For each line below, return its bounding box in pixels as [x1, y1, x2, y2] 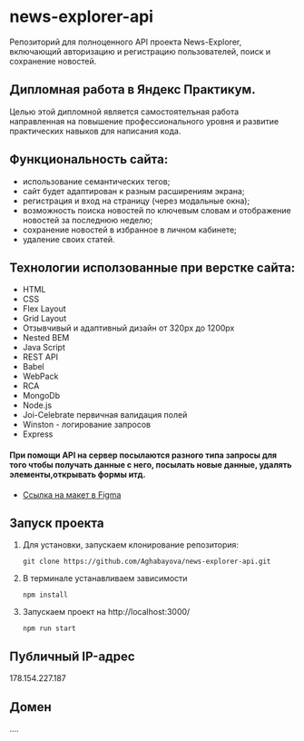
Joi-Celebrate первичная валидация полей [22, 410, 188, 420]
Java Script [22, 342, 65, 353]
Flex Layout [22, 303, 66, 314]
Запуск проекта [9, 515, 104, 530]
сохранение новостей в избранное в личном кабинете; [22, 224, 238, 235]
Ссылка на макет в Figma [22, 489, 122, 500]
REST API [22, 351, 59, 362]
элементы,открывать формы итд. [9, 469, 146, 479]
